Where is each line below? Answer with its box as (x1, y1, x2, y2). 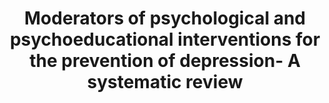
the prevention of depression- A (29, 50, 301, 72)
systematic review (86, 71, 244, 94)
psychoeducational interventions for (9, 28, 321, 51)
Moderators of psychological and (23, 7, 307, 30)
